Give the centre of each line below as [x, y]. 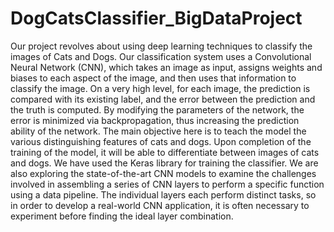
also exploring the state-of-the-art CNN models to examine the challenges [163, 173]
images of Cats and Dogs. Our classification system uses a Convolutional [161, 56]
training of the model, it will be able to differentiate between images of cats [165, 152]
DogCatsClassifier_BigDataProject [156, 18]
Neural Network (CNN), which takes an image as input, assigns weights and [166, 67]
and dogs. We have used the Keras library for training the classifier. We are [164, 163]
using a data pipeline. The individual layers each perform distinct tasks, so [163, 194]
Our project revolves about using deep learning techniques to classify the [161, 46]
